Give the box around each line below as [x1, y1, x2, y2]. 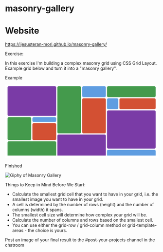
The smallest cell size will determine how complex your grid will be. [12, 212, 147, 218]
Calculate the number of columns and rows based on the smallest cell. [12, 217, 153, 223]
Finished [5, 163, 22, 169]
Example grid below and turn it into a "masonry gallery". [5, 65, 117, 71]
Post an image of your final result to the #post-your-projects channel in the [5, 237, 155, 243]
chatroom [5, 242, 24, 248]
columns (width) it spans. [12, 207, 63, 213]
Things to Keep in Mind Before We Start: [5, 182, 86, 188]
